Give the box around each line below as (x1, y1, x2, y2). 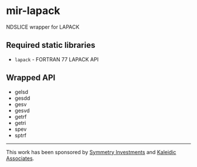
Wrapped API (6, 73, 56, 83)
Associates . (6, 155, 35, 162)
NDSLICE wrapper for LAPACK (6, 23, 80, 30)
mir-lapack (6, 4, 60, 18)
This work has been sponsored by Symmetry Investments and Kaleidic (6, 148, 176, 155)
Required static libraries (6, 40, 96, 50)
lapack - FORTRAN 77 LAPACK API (14, 55, 98, 62)
